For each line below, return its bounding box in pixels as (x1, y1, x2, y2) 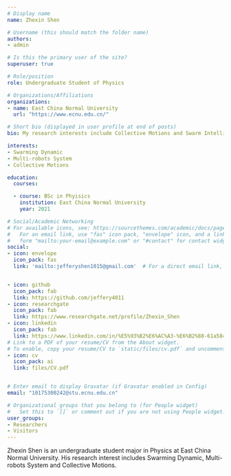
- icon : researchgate (7, 300, 69, 307)
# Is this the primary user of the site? (7, 54, 128, 61)
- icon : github (7, 281, 51, 288)
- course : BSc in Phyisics (13, 193, 91, 200)
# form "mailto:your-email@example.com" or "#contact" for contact (7, 237, 211, 245)
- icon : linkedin (7, 320, 57, 327)
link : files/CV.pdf (13, 364, 69, 372)
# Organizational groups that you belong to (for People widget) (7, 402, 198, 408)
